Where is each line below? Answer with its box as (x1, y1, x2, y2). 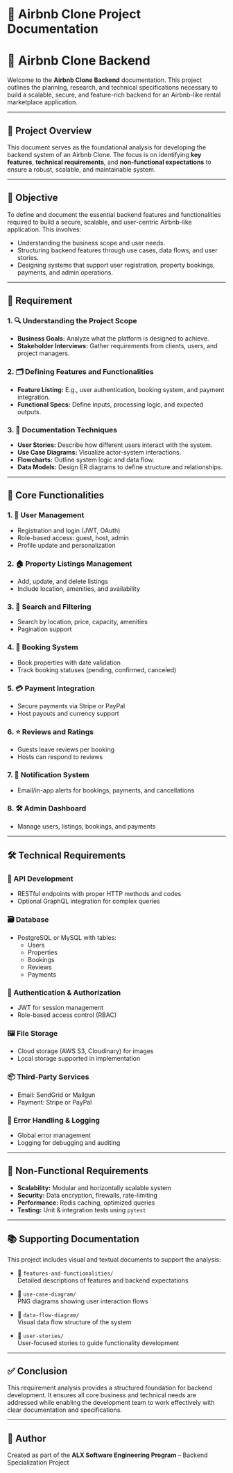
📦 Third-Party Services (7, 1072, 89, 1082)
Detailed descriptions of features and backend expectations (17, 1276, 189, 1285)
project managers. (17, 349, 70, 357)
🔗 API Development (7, 874, 74, 884)
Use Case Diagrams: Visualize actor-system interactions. (17, 448, 182, 457)
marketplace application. (7, 98, 78, 106)
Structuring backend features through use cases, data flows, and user (17, 246, 218, 254)
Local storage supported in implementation (17, 1055, 141, 1063)
